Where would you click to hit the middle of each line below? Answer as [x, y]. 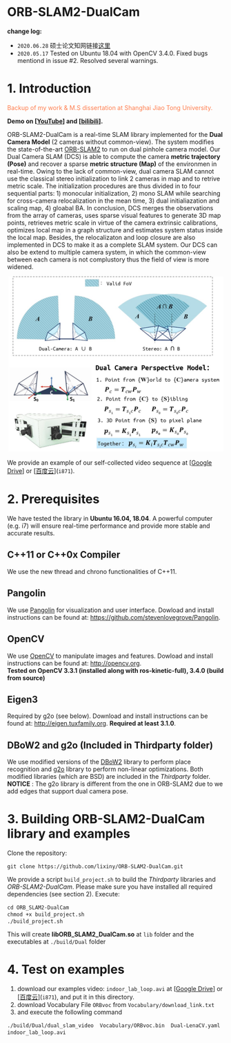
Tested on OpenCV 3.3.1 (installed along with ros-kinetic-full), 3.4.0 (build [115, 670]
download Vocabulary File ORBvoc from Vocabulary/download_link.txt [116, 1005]
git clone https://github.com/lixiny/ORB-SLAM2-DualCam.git [96, 867]
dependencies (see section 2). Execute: [63, 894]
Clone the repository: [37, 853]
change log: [25, 31]
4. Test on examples [66, 970]
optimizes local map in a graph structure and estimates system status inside [115, 230]
